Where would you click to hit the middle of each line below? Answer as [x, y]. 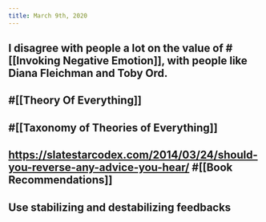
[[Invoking [34, 61]
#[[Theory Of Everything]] [75, 101]
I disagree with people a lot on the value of [116, 48]
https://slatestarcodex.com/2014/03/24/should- [133, 155]
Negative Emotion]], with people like [155, 61]
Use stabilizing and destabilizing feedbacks [120, 207]
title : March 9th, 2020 [48, 16]
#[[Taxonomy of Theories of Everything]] [113, 128]
